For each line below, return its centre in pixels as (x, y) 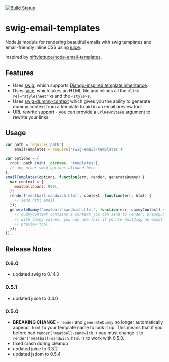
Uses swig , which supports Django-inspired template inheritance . (80, 85)
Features (19, 73)
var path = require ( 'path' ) (35, 144)
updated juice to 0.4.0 (35, 298)
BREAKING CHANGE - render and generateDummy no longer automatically (88, 322)
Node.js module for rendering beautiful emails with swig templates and (78, 42)
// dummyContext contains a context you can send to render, (79, 214)
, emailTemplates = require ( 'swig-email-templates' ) (66, 149)
